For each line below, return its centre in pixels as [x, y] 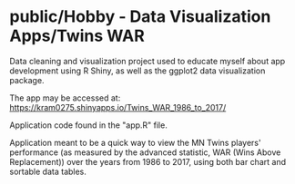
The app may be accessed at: [65, 98]
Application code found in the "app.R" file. [89, 125]
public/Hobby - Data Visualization [140, 17]
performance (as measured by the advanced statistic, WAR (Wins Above [145, 152]
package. [27, 80]
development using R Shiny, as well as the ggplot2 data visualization [137, 71]
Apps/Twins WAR [77, 36]
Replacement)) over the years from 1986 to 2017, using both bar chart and [148, 161]
